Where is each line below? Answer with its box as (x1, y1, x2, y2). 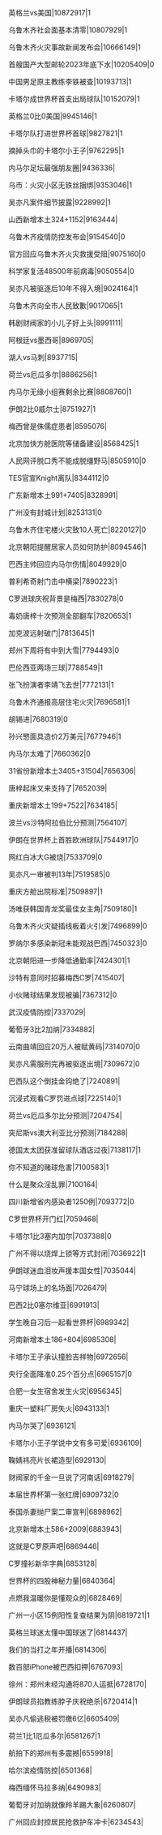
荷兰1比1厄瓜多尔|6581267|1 (8, 1731, 100, 1740)
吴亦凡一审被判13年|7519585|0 (8, 869, 111, 879)
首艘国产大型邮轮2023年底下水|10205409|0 (8, 60, 155, 69)
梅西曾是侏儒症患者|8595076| (8, 422, 108, 431)
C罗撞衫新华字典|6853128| (8, 1558, 97, 1568)
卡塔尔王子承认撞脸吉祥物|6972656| (8, 1352, 129, 1361)
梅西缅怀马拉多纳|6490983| (8, 1783, 101, 1792)
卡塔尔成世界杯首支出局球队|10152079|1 (8, 94, 140, 104)
